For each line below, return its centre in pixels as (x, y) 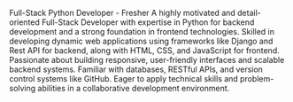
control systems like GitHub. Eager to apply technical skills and (124, 78)
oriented (24, 22)
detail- (249, 13)
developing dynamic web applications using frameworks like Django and (141, 41)
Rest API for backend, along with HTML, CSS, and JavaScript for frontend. (145, 51)
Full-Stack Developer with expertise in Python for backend (148, 22)
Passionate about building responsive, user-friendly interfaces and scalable (147, 60)
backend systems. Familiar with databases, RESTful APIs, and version (136, 69)
